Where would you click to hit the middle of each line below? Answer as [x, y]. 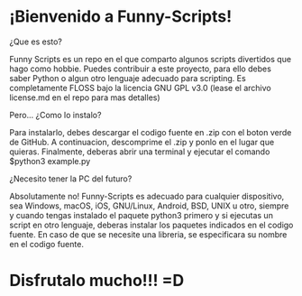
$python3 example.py [50, 161]
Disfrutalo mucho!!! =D [97, 281]
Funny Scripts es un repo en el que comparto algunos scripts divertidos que [150, 59]
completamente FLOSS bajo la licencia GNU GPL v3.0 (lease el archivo [141, 88]
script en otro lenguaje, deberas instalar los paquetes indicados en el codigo [151, 225]
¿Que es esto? [36, 42]
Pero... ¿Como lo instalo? [55, 115]
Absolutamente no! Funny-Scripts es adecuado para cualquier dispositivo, [147, 196]
